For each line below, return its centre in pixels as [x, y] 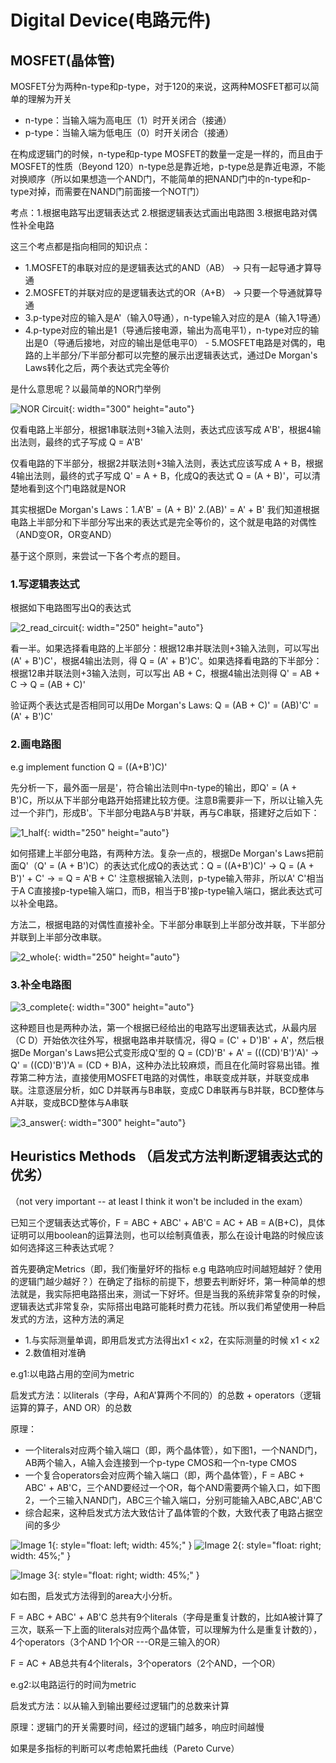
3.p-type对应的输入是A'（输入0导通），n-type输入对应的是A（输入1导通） [175, 317]
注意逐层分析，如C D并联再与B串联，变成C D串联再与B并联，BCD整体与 [176, 1090]
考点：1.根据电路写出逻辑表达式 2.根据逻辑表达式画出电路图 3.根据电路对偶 [164, 212]
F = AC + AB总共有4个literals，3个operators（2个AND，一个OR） [146, 1663]
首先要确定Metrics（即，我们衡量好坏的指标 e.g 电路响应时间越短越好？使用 [166, 1268]
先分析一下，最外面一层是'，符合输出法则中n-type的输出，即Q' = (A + [154, 787]
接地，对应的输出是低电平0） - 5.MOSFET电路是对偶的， [200, 342]
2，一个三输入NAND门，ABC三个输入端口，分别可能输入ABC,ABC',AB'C [173, 1500]
